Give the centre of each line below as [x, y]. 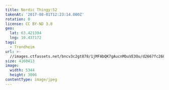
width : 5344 [22, 70]
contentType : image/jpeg [31, 79]
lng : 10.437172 [26, 38]
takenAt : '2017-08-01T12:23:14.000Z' [45, 14]
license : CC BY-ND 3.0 [29, 24]
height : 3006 [23, 75]
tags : [11, 42]
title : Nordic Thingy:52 [31, 10]
